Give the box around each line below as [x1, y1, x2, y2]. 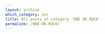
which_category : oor [5, 12, 49, 17]
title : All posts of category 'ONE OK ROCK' [5, 16, 101, 21]
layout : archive [5, 7, 40, 12]
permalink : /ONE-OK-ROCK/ [5, 21, 60, 26]
